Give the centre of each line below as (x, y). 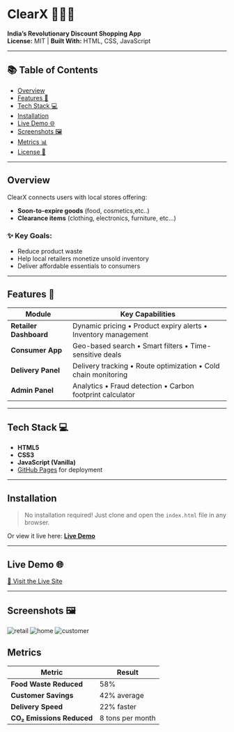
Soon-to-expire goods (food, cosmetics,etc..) (83, 210)
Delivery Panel (36, 370)
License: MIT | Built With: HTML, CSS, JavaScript (79, 40)
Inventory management (110, 334)
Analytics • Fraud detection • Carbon (133, 386)
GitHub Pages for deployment (60, 470)
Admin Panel (32, 390)
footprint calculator (104, 394)
